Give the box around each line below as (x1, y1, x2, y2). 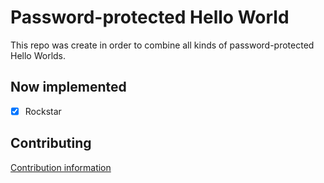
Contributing (10, 135, 92, 152)
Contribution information (10, 161, 112, 173)
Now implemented (10, 79, 127, 96)
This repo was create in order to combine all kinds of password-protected (10, 39, 315, 51)
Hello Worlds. (10, 49, 67, 61)
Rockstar (24, 105, 62, 117)
